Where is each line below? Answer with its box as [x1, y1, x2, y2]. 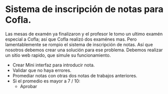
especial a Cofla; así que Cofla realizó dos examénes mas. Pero [5, 36, 137, 42]
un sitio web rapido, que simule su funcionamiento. [5, 52, 111, 58]
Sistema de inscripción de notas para [5, 4, 163, 15]
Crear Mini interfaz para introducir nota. [12, 62, 95, 68]
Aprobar [20, 83, 38, 89]
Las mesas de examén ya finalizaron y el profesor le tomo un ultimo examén [5, 31, 163, 37]
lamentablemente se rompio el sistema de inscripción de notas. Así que [5, 41, 153, 47]
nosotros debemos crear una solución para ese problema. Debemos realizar [5, 47, 163, 53]
